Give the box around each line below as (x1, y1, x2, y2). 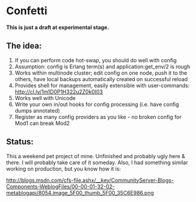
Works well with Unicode (14, 94, 76, 101)
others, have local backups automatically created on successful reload (14, 75, 188, 82)
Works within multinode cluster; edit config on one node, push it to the (14, 69, 187, 76)
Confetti (6, 4, 48, 18)
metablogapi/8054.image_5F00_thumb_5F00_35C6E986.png (6, 189, 154, 196)
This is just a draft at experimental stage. (6, 24, 109, 31)
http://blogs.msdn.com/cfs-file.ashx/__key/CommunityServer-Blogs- (6, 177, 174, 184)
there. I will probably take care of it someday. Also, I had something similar (6, 159, 188, 166)
